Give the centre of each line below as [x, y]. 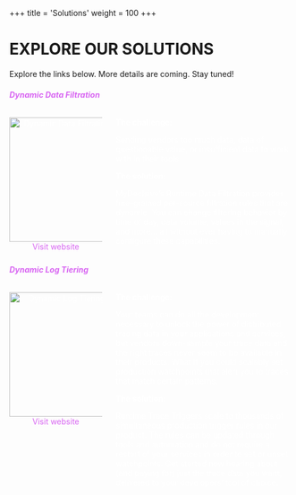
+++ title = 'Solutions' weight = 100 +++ [83, 13]
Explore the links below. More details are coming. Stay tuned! [122, 74]
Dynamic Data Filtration [55, 94]
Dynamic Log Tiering [49, 269]
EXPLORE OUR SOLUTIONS [112, 49]
